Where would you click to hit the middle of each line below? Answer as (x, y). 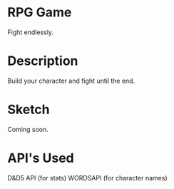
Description (43, 61)
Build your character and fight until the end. (71, 81)
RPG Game (40, 12)
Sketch (29, 109)
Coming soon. (28, 129)
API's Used (41, 158)
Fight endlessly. (31, 32)
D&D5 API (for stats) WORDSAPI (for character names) (87, 178)
